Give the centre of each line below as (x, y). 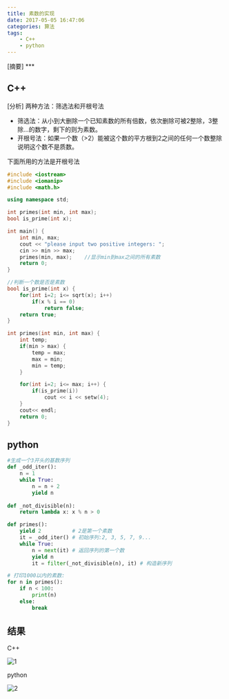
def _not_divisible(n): (41, 506)
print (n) (44, 595)
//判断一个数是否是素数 (36, 282)
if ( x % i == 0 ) (54, 302)
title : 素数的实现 (31, 13)
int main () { (26, 232)
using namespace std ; (38, 200)
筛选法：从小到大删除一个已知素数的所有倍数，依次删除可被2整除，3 (114, 120)
